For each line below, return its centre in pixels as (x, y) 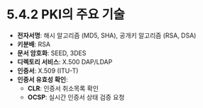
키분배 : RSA (34, 44)
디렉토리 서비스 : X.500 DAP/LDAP (65, 61)
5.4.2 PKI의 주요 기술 (66, 14)
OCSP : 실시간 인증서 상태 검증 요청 (76, 97)
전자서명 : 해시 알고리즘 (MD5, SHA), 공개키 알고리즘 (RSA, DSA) (106, 35)
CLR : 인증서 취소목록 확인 (63, 88)
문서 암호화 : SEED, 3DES (51, 53)
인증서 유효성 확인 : (42, 79)
